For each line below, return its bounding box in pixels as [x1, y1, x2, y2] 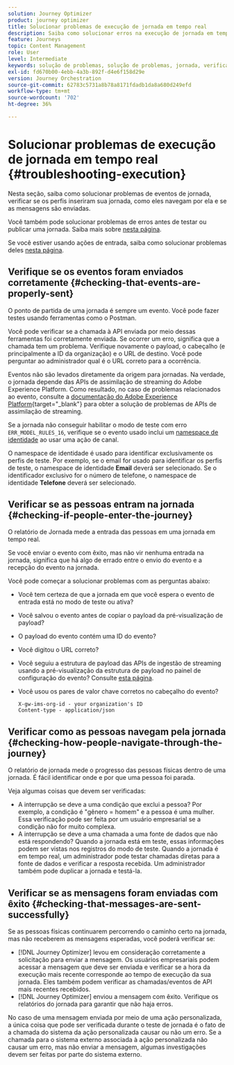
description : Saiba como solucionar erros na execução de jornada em [8, 29, 214, 37]
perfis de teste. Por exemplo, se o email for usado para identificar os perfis [8, 456, 223, 465]
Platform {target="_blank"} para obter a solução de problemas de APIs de [8, 399, 217, 408]
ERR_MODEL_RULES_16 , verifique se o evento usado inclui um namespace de [8, 428, 219, 436]
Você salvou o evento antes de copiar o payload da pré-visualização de [17, 611, 224, 620]
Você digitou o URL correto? [17, 646, 99, 654]
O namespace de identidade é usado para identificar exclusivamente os [8, 449, 214, 457]
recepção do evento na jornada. [8, 563, 99, 572]
